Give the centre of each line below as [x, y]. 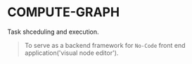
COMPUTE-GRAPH [64, 12]
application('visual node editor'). [71, 53]
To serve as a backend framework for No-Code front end [105, 45]
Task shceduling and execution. [53, 32]
